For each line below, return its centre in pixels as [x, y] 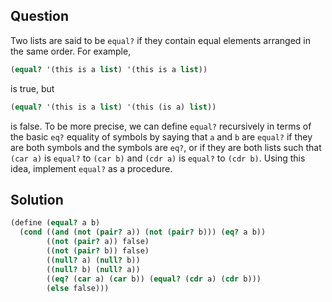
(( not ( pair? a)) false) [98, 242]
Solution [37, 199]
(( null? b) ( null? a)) [93, 269]
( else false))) [78, 288]
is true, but [32, 88]
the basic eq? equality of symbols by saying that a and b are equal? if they [161, 136]
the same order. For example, [71, 51]
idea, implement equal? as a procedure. [91, 168]
